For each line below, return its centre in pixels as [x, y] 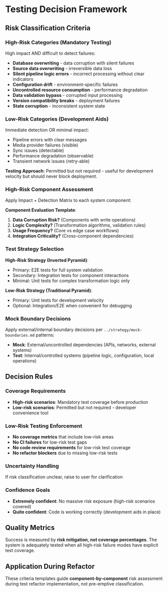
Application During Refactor [50, 566]
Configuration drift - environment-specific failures [65, 84]
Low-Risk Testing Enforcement [44, 426]
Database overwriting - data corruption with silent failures [73, 63]
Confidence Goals [28, 490]
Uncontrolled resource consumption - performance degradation [80, 90]
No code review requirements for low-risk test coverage [71, 448]
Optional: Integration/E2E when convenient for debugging [72, 305]
